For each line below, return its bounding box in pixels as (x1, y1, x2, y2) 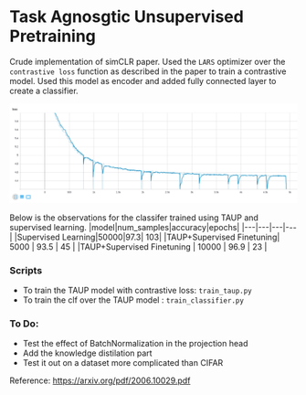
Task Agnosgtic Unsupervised (9, 6, 244, 27)
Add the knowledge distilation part (22, 347, 153, 358)
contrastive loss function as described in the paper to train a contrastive (9, 66, 287, 77)
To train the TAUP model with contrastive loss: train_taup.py (22, 284, 253, 295)
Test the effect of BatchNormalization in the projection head (22, 338, 248, 349)
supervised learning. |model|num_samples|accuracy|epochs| (9, 221, 240, 232)
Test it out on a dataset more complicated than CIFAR (22, 358, 224, 368)
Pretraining (9, 26, 96, 47)
